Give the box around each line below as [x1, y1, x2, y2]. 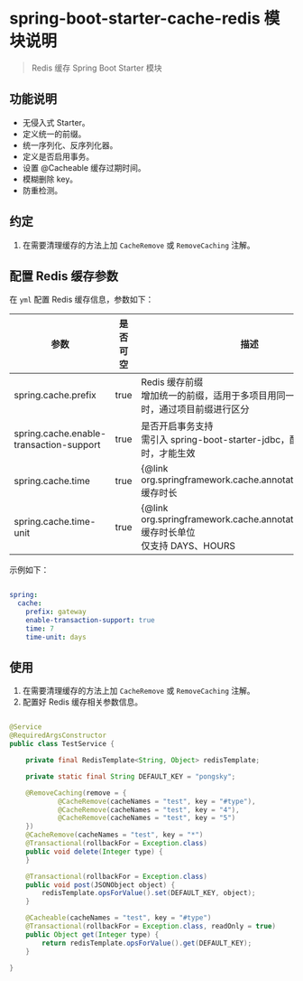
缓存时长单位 [141, 526, 196, 538]
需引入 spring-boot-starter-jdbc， [141, 434, 290, 446]
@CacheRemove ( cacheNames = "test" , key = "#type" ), [57, 797, 256, 806]
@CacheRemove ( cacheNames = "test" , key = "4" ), [57, 805, 241, 814]
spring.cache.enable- [14, 427, 106, 440]
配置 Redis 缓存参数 [9, 268, 119, 284]
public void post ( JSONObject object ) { [25, 880, 176, 890]
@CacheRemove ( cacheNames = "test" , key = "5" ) [57, 814, 236, 823]
